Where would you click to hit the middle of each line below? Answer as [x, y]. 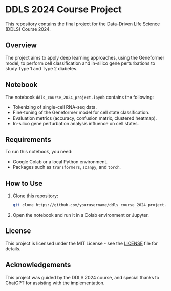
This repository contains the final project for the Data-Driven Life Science [83, 24]
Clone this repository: [35, 196]
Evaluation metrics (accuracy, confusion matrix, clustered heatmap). [85, 118]
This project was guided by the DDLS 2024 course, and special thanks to [82, 277]
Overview [21, 45]
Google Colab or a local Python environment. [60, 162]
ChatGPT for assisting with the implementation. [55, 283]
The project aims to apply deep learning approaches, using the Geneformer [85, 57]
